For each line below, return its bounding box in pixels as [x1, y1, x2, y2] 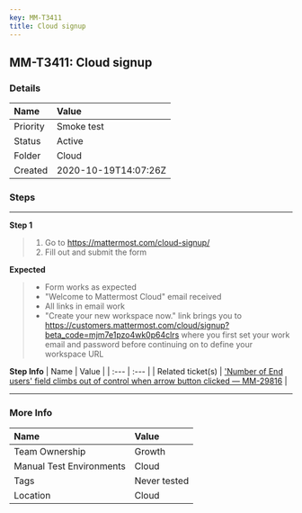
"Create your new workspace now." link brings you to [44, 310, 243, 321]
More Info [9, 407, 53, 419]
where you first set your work [181, 329, 290, 340]
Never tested [134, 474, 190, 487]
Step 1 [9, 220, 33, 230]
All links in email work [44, 301, 126, 311]
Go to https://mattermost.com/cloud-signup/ [44, 238, 210, 248]
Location [13, 489, 51, 501]
